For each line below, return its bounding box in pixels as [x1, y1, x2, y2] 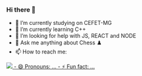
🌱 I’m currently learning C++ [15, 26, 86, 33]
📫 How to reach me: [15, 48, 67, 55]
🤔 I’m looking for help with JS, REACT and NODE [15, 32, 137, 40]
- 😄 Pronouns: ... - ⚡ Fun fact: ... [13, 63, 95, 71]
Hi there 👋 [6, 5, 36, 14]
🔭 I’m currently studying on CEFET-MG [15, 19, 112, 27]
